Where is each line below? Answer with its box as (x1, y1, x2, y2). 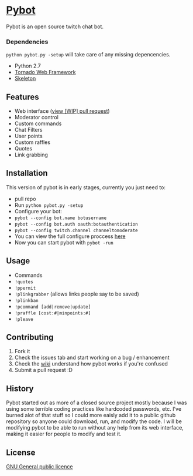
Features (6, 92, 39, 102)
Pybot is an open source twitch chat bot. (6, 23, 104, 30)
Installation (6, 168, 48, 178)
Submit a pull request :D (14, 367, 73, 374)
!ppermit (14, 285, 36, 291)
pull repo (14, 195, 36, 202)
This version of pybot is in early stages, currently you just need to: (6, 183, 166, 191)
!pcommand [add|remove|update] (14, 304, 91, 310)
